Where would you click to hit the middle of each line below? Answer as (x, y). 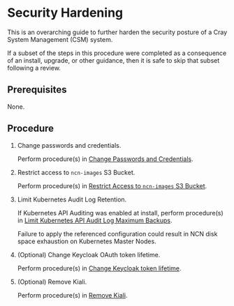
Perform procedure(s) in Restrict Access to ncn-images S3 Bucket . (112, 185)
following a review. (34, 68)
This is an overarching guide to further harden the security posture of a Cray (117, 32)
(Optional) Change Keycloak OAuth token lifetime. (89, 254)
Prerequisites (37, 90)
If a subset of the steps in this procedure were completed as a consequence (117, 53)
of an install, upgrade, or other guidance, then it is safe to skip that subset (114, 60)
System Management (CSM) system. (60, 39)
